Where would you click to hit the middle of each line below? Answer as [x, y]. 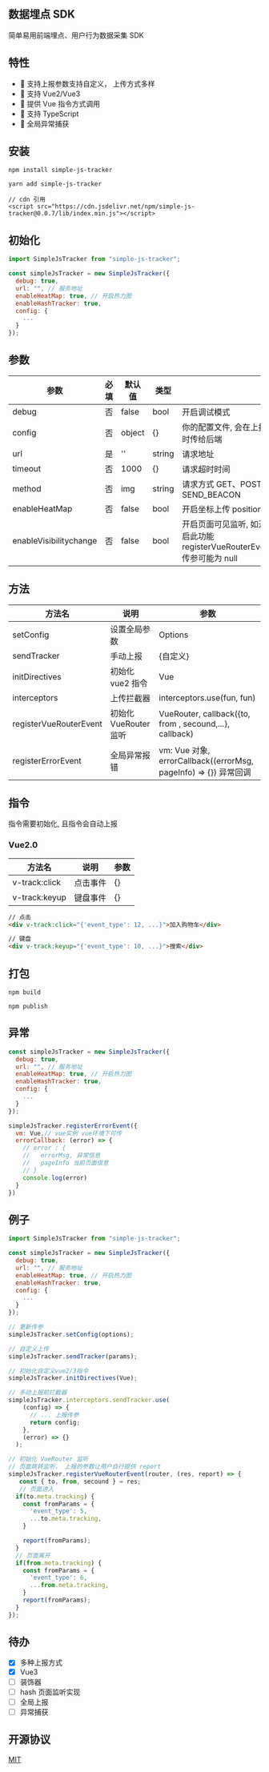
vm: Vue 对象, [185, 750]
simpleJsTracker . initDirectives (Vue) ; [73, 1378]
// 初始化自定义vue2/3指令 [48, 1371]
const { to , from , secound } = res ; [80, 1481]
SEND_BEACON [212, 495]
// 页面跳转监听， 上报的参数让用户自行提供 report [85, 1467]
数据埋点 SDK [42, 14]
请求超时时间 [206, 469]
